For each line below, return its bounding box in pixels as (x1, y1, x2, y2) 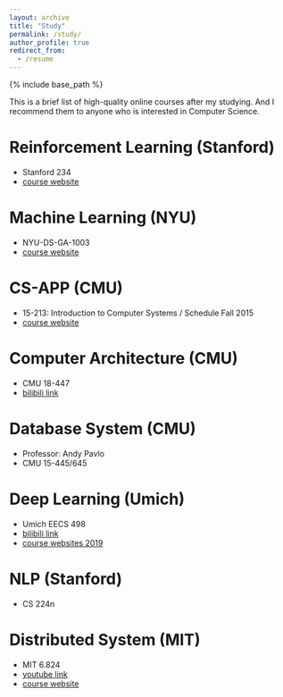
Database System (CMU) (9, 418, 196, 439)
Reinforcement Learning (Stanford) (9, 138, 275, 157)
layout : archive (9, 13, 70, 22)
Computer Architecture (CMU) (9, 348, 238, 368)
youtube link (21, 668, 69, 679)
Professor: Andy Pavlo (21, 448, 105, 458)
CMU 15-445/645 (21, 458, 87, 468)
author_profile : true (9, 38, 90, 47)
